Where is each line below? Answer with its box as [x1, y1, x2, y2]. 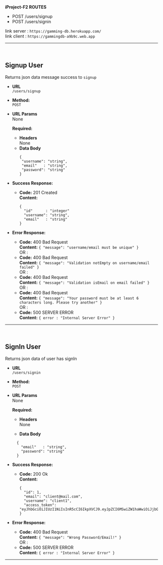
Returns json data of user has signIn [5, 356, 77, 361]
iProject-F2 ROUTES [5, 4, 47, 10]
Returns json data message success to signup [5, 74, 97, 80]
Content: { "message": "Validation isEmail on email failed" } [19, 279, 150, 285]
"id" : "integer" [23, 208, 70, 213]
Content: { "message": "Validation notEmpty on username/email [19, 259, 150, 265]
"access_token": [23, 502, 57, 507]
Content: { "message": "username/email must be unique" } [19, 244, 139, 250]
